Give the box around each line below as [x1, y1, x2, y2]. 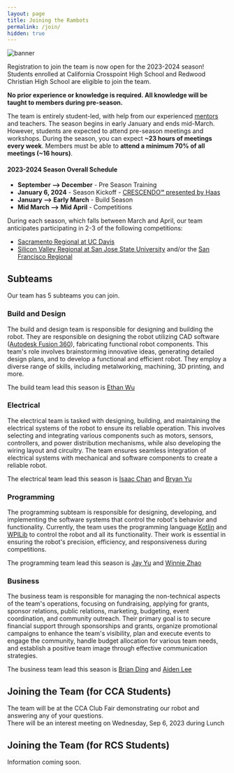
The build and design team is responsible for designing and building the [7, 325, 214, 333]
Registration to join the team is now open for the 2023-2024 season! [7, 62, 205, 71]
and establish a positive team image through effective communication [7, 644, 208, 653]
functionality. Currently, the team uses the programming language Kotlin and [7, 523, 227, 531]
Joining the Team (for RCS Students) [7, 739, 170, 751]
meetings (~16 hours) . [7, 149, 73, 158]
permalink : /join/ [7, 23, 61, 30]
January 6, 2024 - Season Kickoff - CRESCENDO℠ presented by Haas [17, 188, 221, 197]
